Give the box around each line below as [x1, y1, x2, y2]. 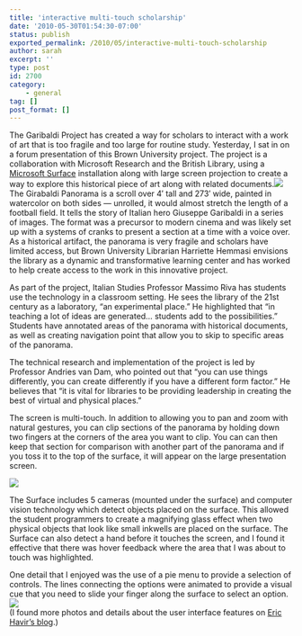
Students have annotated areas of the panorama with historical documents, [9, 320, 289, 331]
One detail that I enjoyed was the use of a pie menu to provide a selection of [9, 569, 292, 580]
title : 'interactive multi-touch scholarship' [9, 13, 187, 22]
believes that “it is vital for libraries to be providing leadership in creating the [9, 386, 292, 397]
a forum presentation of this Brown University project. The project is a [9, 149, 268, 160]
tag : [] [9, 96, 39, 106]
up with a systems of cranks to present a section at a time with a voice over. [9, 227, 290, 237]
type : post [9, 64, 50, 73]
